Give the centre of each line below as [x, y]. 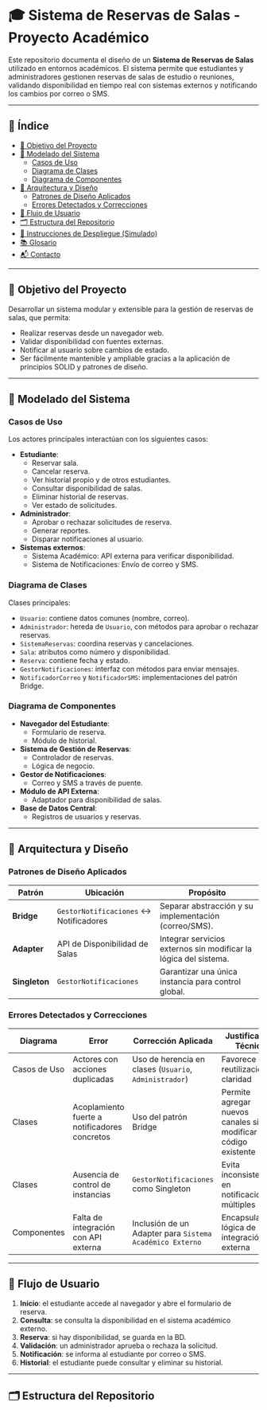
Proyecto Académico [79, 38]
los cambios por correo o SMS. [59, 93]
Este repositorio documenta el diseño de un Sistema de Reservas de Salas [131, 60]
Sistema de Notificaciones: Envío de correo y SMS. [115, 564]
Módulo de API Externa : [59, 791]
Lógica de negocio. [63, 766]
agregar [236, 1102]
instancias [92, 1194]
